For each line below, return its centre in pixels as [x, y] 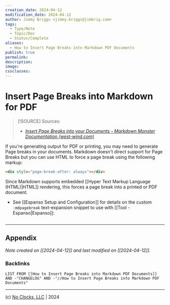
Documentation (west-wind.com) [60, 136]
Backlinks [18, 263]
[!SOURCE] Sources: [39, 121]
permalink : [17, 57]
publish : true [20, 52]
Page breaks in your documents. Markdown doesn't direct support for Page [84, 151]
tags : [11, 24]
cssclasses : [18, 72]
